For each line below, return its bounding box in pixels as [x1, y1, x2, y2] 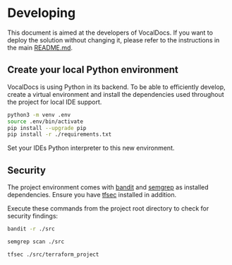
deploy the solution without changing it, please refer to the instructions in [7, 35, 220, 44]
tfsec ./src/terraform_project [7, 251, 99, 258]
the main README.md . [7, 43, 73, 52]
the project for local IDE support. [7, 98, 102, 106]
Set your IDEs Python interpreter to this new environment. [7, 143, 175, 153]
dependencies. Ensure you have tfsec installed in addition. [7, 191, 177, 199]
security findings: [7, 212, 59, 220]
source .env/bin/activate [7, 118, 83, 125]
